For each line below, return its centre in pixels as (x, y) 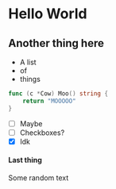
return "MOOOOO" (50, 101)
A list (28, 62)
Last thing (25, 160)
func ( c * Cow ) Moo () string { (58, 94)
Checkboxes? (42, 133)
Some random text (39, 178)
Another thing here (56, 43)
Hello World (48, 14)
